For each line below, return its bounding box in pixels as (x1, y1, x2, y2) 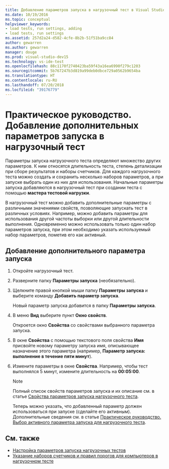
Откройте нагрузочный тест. (12, 268, 74, 274)
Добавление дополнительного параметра (5, 246, 146, 255)
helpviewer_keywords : (5, 21, 51, 27)
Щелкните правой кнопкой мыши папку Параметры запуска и (12, 287, 148, 293)
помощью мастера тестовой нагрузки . (5, 190, 91, 196)
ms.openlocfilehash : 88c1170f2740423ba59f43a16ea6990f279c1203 (5, 64, 141, 69)
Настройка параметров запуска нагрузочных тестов (12, 447, 126, 453)
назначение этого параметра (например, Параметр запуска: (12, 348, 146, 354)
